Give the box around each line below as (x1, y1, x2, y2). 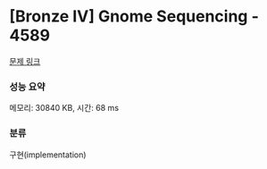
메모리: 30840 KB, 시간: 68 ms (9, 103, 119, 114)
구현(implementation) (9, 149, 87, 160)
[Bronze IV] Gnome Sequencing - (9, 6, 259, 27)
